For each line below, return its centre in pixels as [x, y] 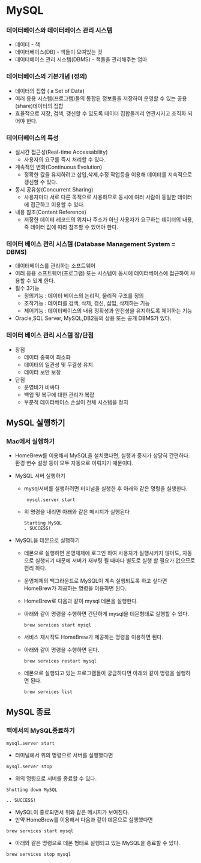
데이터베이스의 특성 [32, 137]
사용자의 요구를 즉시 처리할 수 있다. [65, 160]
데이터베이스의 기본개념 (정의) [47, 77]
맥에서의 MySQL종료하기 [40, 730]
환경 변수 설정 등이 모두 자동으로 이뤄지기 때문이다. [74, 463]
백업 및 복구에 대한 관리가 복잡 [59, 394]
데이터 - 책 [27, 44]
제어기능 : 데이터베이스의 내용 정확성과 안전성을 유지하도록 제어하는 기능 [108, 311]
